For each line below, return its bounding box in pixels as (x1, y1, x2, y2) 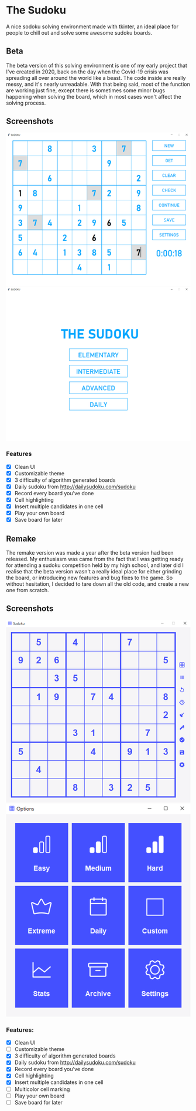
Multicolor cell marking (14, 1085, 70, 1093)
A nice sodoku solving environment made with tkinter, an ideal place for (6, 23, 178, 30)
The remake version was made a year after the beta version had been (6, 549, 174, 556)
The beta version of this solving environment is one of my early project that (6, 62, 187, 69)
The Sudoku (6, 4, 66, 17)
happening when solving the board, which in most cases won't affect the (6, 93, 181, 100)
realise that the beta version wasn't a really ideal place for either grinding (6, 568, 183, 575)
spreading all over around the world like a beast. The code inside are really (6, 74, 186, 81)
